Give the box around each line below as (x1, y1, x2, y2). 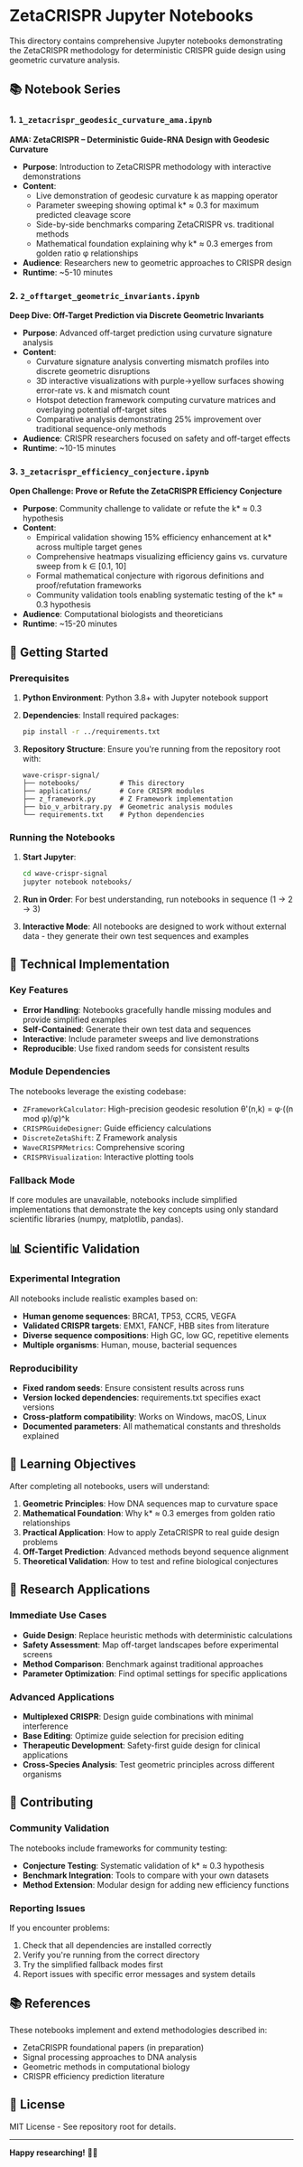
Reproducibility (9, 1362, 78, 1374)
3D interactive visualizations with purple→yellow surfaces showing (35, 375, 284, 386)
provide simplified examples (22, 1014, 128, 1025)
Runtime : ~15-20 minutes (22, 618, 118, 629)
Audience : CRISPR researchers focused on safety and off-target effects (22, 433, 291, 444)
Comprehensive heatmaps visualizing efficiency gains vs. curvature (35, 551, 288, 562)
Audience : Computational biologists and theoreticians (22, 609, 224, 620)
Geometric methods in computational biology (22, 2061, 191, 2072)
